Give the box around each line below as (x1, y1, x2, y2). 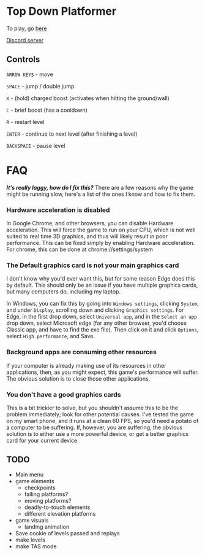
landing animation (24, 523, 70, 530)
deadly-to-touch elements (24, 503, 91, 511)
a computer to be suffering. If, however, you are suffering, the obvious (6, 424, 183, 431)
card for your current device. (6, 437, 80, 444)
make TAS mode (15, 542, 57, 550)
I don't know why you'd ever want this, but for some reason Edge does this (6, 275, 195, 282)
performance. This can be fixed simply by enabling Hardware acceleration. (6, 239, 195, 246)
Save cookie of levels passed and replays (15, 529, 121, 537)
